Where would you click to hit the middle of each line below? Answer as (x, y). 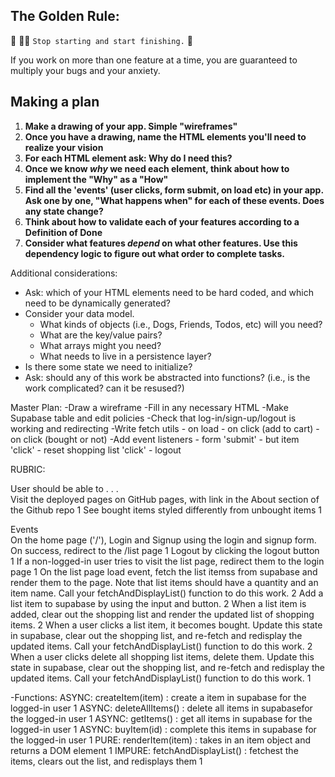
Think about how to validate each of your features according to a (162, 221)
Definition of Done (63, 232)
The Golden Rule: (65, 16)
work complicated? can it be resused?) (104, 388)
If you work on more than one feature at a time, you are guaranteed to (154, 60)
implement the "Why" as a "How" (96, 179)
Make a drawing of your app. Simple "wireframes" (131, 126)
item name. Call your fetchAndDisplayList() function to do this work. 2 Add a (167, 593)
